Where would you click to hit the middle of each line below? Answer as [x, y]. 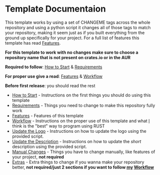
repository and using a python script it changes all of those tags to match [78, 27]
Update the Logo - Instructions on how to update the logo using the [79, 131]
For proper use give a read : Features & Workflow [54, 76]
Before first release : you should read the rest [50, 85]
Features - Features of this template [48, 115]
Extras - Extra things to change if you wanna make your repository [78, 162]
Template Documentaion [56, 9]
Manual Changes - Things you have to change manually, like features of [84, 152]
